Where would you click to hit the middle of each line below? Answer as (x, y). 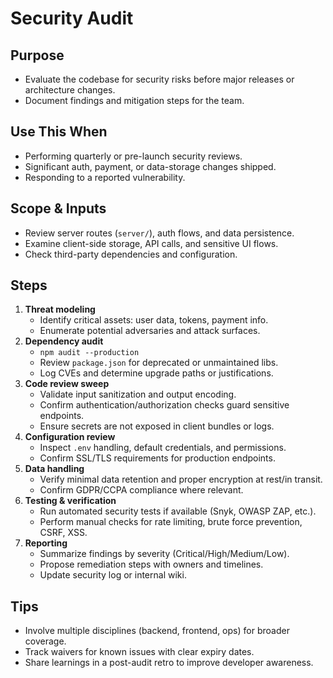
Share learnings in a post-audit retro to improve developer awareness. (169, 663)
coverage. (45, 641)
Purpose (37, 55)
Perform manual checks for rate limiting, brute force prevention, (171, 522)
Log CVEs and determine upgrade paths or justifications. (156, 373)
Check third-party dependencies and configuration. (131, 254)
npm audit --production (89, 353)
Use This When (59, 132)
